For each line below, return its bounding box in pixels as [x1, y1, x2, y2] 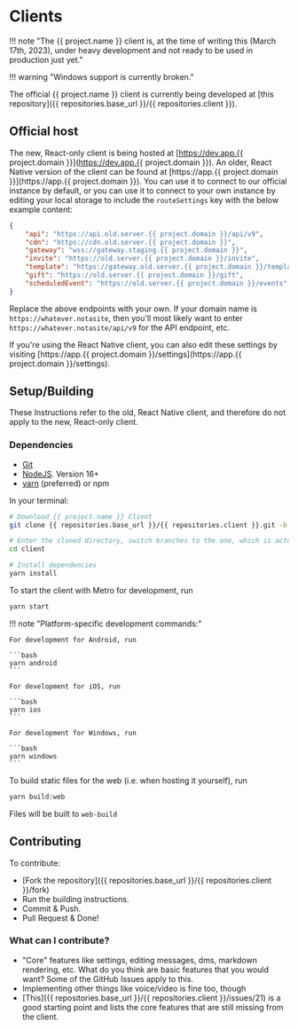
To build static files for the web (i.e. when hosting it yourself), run [9, 774, 247, 786]
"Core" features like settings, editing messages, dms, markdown [21, 954, 257, 965]
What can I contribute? [9, 934, 110, 947]
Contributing [9, 834, 82, 849]
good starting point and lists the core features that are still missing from [21, 1002, 284, 1012]
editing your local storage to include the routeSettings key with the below [9, 194, 279, 205]
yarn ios [9, 705, 42, 714]
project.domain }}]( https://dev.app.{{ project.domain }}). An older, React [9, 157, 272, 168]
